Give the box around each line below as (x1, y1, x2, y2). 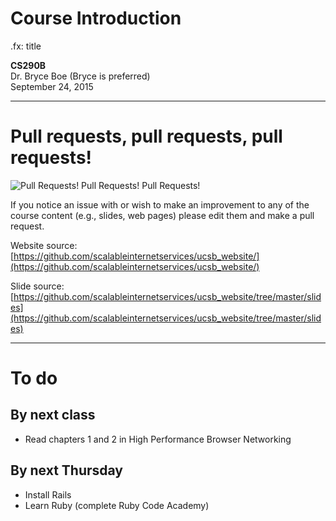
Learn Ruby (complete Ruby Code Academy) (24, 499, 210, 511)
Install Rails (24, 488, 72, 501)
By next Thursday (10, 462, 124, 479)
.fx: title (10, 40, 42, 52)
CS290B (10, 59, 47, 71)
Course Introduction (10, 7, 182, 30)
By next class (10, 407, 96, 424)
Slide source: (10, 280, 65, 292)
